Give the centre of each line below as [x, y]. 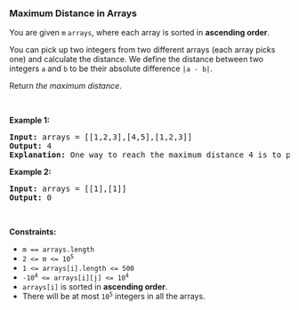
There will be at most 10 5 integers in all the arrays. [114, 297]
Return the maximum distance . [65, 86]
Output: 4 [30, 146]
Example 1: [30, 120]
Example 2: [30, 172]
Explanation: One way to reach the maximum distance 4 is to [145, 155]
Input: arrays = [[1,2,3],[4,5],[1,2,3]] [101, 137]
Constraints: [33, 232]
